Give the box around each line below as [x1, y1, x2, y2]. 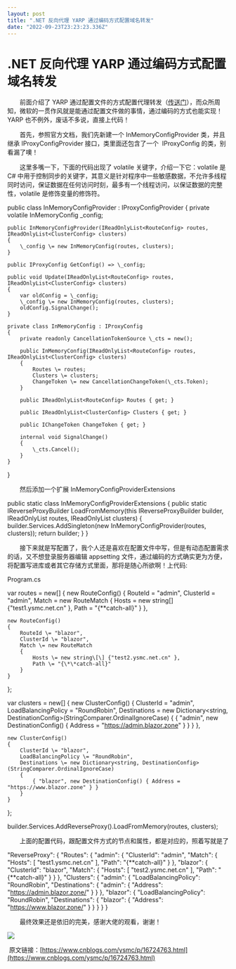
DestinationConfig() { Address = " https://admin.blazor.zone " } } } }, [7, 721, 201, 730]
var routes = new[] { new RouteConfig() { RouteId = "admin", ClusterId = [7, 589, 216, 598]
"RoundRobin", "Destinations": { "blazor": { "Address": [7, 896, 164, 904]
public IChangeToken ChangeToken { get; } [20, 421, 146, 429]
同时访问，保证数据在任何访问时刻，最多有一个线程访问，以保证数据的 [7, 181, 211, 189]
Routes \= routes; [32, 366, 86, 373]
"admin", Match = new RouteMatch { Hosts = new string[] [7, 596, 173, 605]
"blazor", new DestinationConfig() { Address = [38, 778, 181, 785]
